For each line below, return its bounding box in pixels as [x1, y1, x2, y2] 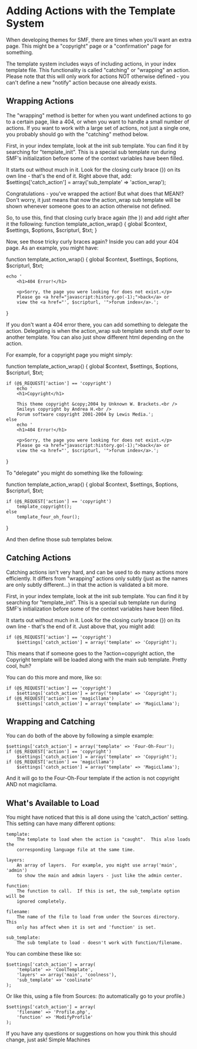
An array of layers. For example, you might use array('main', [16, 862, 178, 868]
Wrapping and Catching [6, 716, 95, 727]
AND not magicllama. [6, 781, 58, 788]
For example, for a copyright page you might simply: [6, 351, 133, 358]
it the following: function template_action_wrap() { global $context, [6, 220, 168, 227]
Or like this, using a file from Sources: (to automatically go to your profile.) [6, 993, 185, 1000]
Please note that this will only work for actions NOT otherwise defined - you [6, 73, 190, 80]
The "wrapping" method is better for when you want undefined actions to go [6, 112, 192, 119]
